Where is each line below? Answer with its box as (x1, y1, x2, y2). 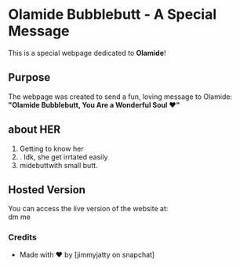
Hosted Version (8, 183, 86, 196)
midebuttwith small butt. (19, 160, 98, 170)
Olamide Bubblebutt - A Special (8, 5, 217, 24)
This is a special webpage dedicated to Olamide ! (8, 48, 166, 57)
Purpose (8, 71, 51, 84)
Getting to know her (19, 144, 84, 153)
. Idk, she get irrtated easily (19, 152, 108, 162)
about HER (8, 123, 61, 137)
